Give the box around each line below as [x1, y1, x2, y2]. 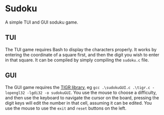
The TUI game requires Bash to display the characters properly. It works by [5, 46, 157, 52]
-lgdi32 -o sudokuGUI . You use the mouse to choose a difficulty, [26, 89, 157, 95]
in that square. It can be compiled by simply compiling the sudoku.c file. [5, 57, 149, 63]
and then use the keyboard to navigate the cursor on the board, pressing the [5, 94, 159, 101]
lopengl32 [5, 90, 25, 95]
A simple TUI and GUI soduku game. [5, 19, 78, 25]
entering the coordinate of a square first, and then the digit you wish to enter [5, 52, 160, 57]
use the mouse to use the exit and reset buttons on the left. [5, 105, 126, 111]
